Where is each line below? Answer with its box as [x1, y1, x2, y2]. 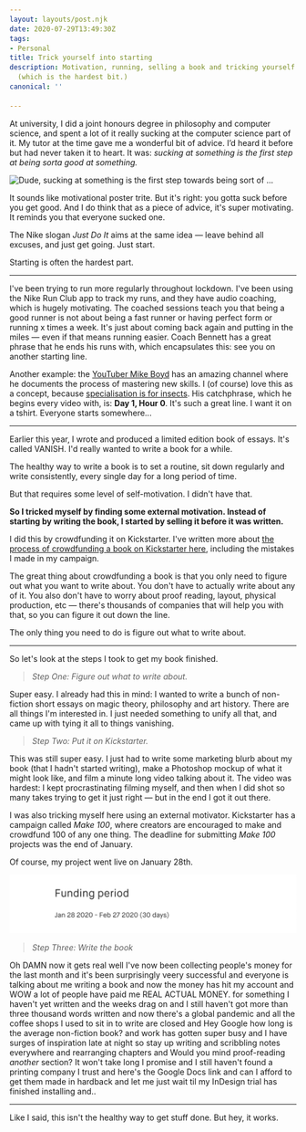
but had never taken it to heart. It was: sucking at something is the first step [9, 147, 293, 158]
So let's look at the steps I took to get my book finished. [9, 653, 219, 664]
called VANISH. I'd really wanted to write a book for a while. [9, 443, 233, 454]
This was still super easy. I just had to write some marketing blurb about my [9, 753, 293, 764]
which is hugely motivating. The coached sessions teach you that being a [9, 302, 285, 313]
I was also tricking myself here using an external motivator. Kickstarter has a [9, 809, 296, 821]
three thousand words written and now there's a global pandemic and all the [9, 1008, 296, 1019]
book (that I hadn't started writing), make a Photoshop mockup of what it [9, 762, 282, 773]
